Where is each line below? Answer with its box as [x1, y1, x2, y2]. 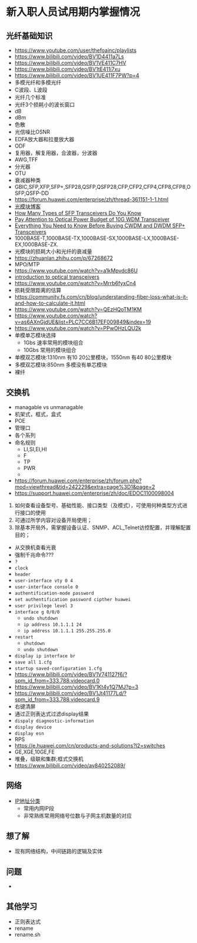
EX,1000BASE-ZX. [14, 241, 59, 248]
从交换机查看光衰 [14, 544, 56, 551]
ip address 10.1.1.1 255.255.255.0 [23, 628, 111, 634]
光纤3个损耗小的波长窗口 [14, 101, 75, 108]
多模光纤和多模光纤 [14, 79, 62, 86]
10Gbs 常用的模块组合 [23, 347, 76, 353]
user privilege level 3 [14, 603, 74, 609]
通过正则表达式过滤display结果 [14, 710, 89, 717]
